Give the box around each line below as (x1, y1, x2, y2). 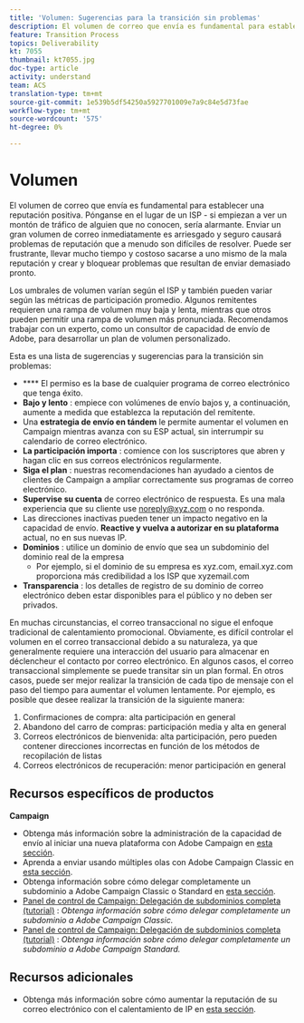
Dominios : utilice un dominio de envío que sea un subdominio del (22, 541, 270, 552)
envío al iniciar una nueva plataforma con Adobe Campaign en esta (22, 837, 273, 848)
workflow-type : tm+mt (9, 106, 91, 115)
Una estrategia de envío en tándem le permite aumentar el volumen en (22, 416, 290, 427)
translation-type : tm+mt (9, 89, 103, 98)
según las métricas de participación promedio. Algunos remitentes (9, 294, 258, 305)
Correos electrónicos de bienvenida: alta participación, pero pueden (22, 731, 278, 742)
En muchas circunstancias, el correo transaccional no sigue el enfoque (9, 617, 274, 628)
